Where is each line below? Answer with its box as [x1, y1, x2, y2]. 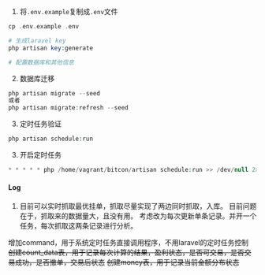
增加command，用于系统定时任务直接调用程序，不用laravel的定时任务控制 [8, 238, 248, 247]
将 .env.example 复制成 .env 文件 [19, 7, 118, 16]
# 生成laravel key [8, 36, 66, 45]
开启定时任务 [19, 151, 62, 159]
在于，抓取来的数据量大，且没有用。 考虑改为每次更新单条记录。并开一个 [19, 211, 257, 221]
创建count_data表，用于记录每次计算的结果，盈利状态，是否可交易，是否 [8, 247, 244, 258]
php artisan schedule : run [8, 135, 93, 143]
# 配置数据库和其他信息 [8, 58, 75, 66]
